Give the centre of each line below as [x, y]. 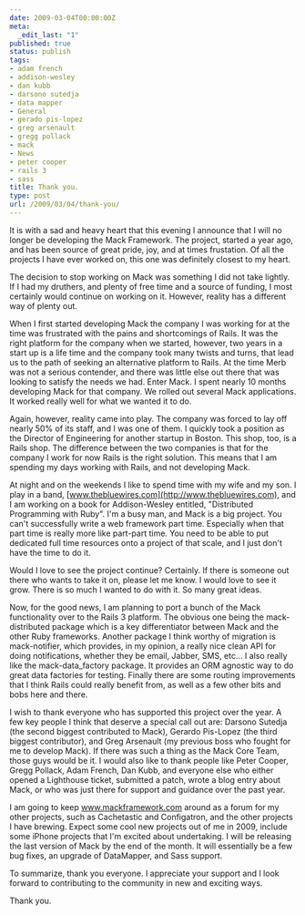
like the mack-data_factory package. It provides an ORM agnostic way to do [152, 665]
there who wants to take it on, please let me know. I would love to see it [143, 580]
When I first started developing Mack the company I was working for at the [150, 324]
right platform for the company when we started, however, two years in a [146, 343]
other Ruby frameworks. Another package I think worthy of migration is [142, 636]
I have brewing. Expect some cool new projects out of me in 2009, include [149, 827]
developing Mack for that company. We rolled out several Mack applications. [153, 391]
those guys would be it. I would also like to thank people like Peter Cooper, [149, 760]
